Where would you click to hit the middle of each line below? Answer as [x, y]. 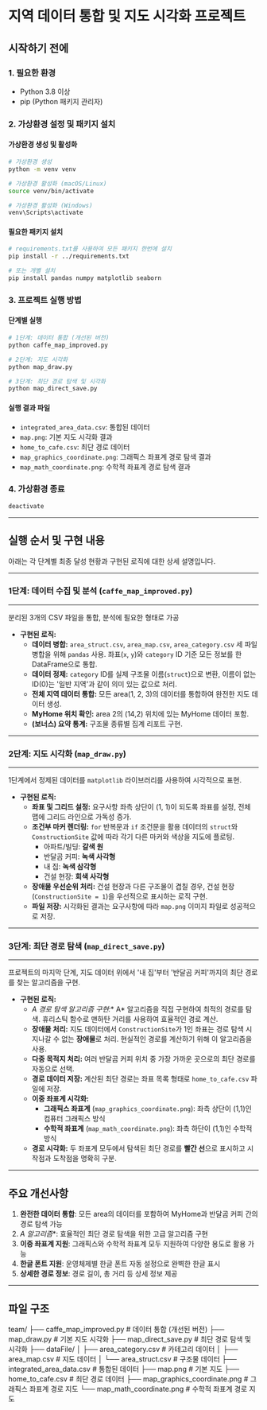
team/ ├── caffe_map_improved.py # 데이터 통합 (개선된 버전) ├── [116, 1330]
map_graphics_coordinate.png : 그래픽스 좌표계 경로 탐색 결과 [116, 456]
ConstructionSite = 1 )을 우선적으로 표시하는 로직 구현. [121, 896]
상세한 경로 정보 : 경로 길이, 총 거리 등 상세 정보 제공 [99, 1274]
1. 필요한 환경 [32, 72]
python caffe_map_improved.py [58, 345]
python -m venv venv [43, 169]
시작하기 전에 [39, 48]
